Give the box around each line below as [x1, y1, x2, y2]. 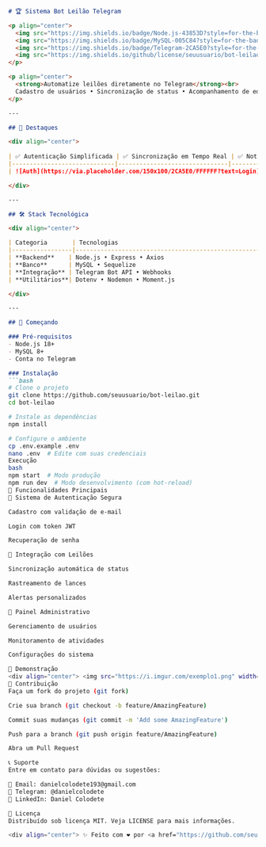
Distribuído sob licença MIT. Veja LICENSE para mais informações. [8, 817, 236, 825]
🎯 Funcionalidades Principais [8, 486, 108, 494]
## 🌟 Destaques [8, 124, 59, 132]
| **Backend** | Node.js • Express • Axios [8, 254, 165, 261]
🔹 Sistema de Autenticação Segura [8, 494, 123, 502]
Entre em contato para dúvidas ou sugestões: [8, 766, 161, 774]
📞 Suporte [8, 759, 40, 767]
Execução [8, 456, 37, 465]
